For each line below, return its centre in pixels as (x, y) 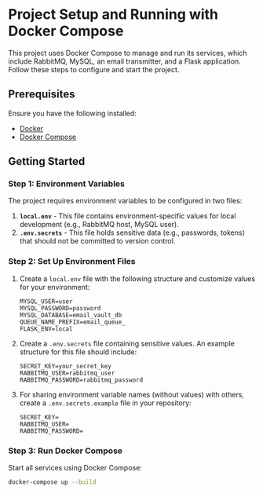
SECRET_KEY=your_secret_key (65, 366)
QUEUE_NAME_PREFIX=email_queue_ (72, 322)
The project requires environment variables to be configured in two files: (125, 201)
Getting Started (47, 161)
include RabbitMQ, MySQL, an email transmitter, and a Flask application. (124, 61)
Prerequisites (42, 95)
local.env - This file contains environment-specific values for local (128, 216)
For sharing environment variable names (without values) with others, (132, 394)
